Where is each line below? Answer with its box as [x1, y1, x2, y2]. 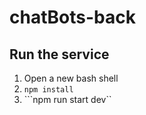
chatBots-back [9, 6, 136, 29]
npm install [23, 85, 74, 95]
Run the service [9, 46, 110, 63]
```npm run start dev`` [23, 94, 112, 105]
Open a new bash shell [23, 72, 119, 84]
